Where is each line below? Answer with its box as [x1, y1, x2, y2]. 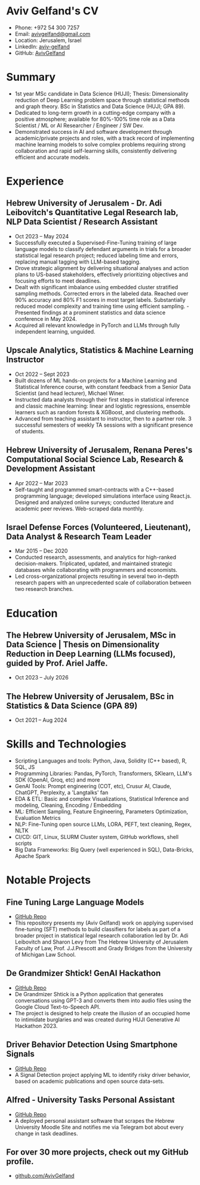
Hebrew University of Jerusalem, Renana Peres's [6, 445, 193, 455]
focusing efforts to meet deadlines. [14, 277, 101, 284]
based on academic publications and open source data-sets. [14, 1077, 165, 1085]
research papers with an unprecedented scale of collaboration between [14, 579, 192, 586]
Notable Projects [6, 874, 91, 887]
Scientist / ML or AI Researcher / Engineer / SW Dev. [14, 121, 144, 129]
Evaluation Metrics [14, 815, 61, 822]
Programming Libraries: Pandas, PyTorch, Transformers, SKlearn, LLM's [14, 770, 192, 777]
